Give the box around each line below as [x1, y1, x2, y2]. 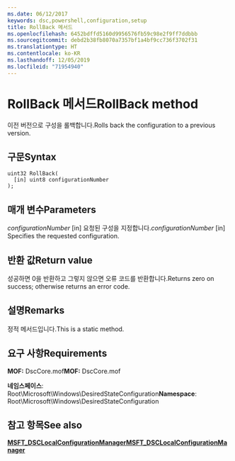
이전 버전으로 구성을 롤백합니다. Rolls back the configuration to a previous [7, 121, 216, 129]
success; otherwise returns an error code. [7, 282, 130, 291]
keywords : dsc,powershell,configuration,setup [7, 17, 147, 24]
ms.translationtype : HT [7, 43, 78, 50]
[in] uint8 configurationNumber [13, 177, 110, 184]
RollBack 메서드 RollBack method [7, 96, 199, 112]
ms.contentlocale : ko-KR [7, 50, 81, 57]
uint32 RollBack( [7, 170, 59, 177]
